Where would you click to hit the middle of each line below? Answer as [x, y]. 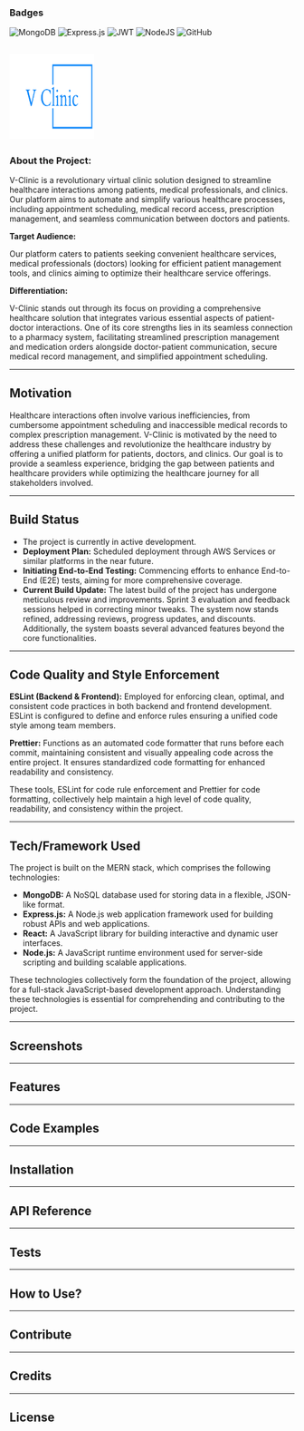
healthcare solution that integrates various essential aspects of [127, 317]
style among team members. [62, 725]
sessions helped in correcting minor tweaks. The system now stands [150, 608]
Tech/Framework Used [75, 846]
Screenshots [46, 1046]
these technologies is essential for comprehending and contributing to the [147, 999]
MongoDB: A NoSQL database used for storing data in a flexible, [143, 895]
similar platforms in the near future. [88, 560]
